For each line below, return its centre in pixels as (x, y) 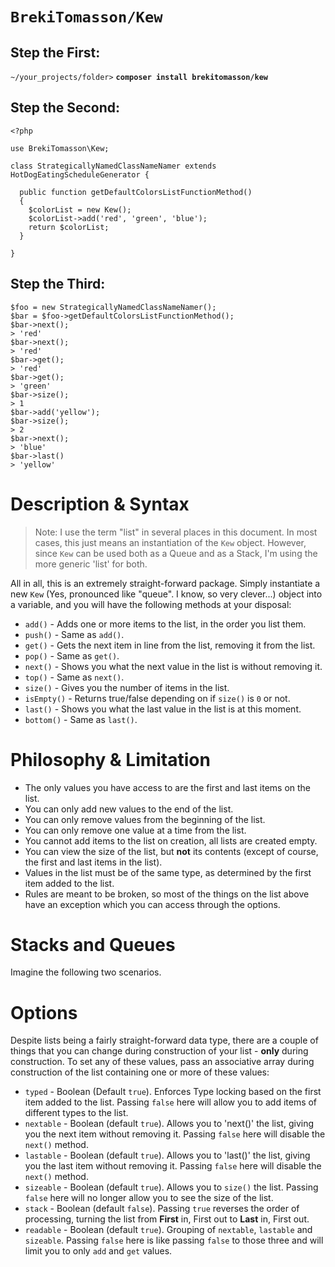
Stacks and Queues (93, 944)
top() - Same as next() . (74, 677)
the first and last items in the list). (93, 862)
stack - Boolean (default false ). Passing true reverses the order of (162, 1209)
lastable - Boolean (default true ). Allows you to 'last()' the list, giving (167, 1155)
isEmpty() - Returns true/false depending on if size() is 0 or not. (157, 698)
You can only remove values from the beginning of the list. (145, 819)
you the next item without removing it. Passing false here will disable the (175, 1134)
